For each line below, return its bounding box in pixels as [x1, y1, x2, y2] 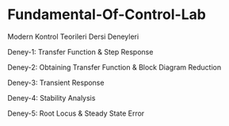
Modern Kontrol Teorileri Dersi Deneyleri [7, 32, 139, 41]
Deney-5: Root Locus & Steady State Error [7, 109, 145, 118]
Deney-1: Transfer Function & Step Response [7, 47, 154, 56]
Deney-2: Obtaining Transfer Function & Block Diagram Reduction [7, 62, 222, 72]
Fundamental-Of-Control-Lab [7, 6, 207, 24]
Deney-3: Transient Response [7, 78, 105, 87]
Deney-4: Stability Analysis [7, 93, 96, 102]
